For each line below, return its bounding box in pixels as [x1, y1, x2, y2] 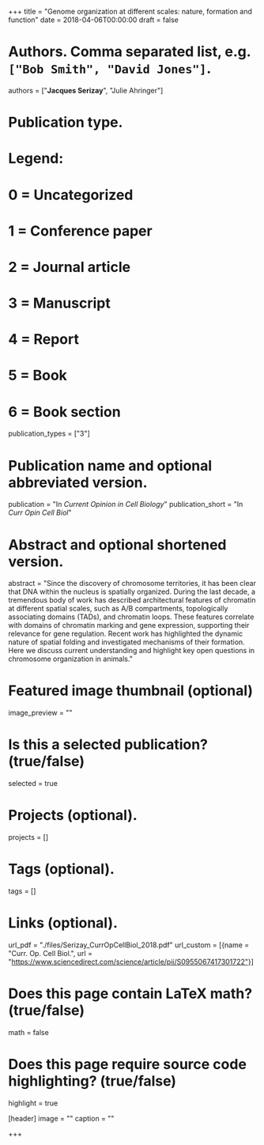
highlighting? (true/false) [8, 1072, 176, 1090]
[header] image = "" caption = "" [8, 1113, 115, 1123]
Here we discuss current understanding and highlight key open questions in [8, 646, 255, 656]
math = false [8, 1027, 49, 1037]
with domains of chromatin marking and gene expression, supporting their [8, 621, 250, 630]
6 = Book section [8, 402, 121, 421]
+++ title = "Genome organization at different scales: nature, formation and [8, 7, 253, 16]
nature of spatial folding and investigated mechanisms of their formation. [8, 637, 245, 647]
